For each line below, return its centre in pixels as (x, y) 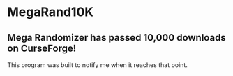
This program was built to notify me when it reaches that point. (98, 65)
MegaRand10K (51, 12)
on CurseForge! (42, 48)
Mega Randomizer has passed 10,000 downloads (117, 38)
